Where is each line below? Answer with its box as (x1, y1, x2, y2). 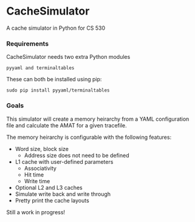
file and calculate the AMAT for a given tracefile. (6, 121, 128, 129)
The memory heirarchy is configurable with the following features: (6, 133, 172, 141)
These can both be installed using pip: (6, 76, 102, 83)
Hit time (24, 171, 44, 178)
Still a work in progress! (6, 208, 66, 216)
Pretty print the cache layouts (15, 197, 89, 204)
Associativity (24, 164, 56, 172)
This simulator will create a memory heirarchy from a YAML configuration (6, 115, 190, 123)
